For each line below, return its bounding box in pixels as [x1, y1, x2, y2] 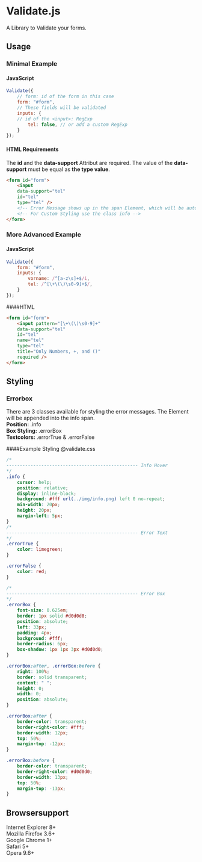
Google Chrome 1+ [6, 837, 53, 844]
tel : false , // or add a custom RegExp [28, 122, 128, 128]
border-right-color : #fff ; [17, 724, 85, 730]
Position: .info [6, 421, 41, 428]
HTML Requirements [6, 146, 59, 153]
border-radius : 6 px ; [17, 641, 69, 647]
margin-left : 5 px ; [17, 513, 63, 519]
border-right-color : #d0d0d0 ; [17, 769, 93, 775]
